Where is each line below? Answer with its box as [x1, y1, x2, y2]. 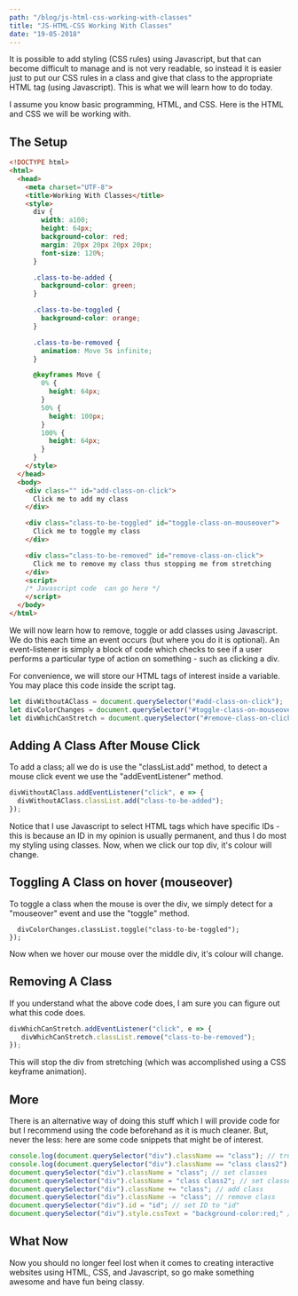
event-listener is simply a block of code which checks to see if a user [9, 644, 263, 654]
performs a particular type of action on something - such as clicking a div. [9, 653, 280, 664]
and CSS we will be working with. [9, 108, 131, 120]
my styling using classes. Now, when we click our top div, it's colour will [9, 840, 272, 850]
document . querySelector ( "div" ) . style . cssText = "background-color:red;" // [9, 1209, 295, 1219]
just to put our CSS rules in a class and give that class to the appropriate [9, 73, 273, 83]
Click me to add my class [32, 494, 129, 503]
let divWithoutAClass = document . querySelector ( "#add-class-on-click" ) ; [9, 697, 284, 706]
